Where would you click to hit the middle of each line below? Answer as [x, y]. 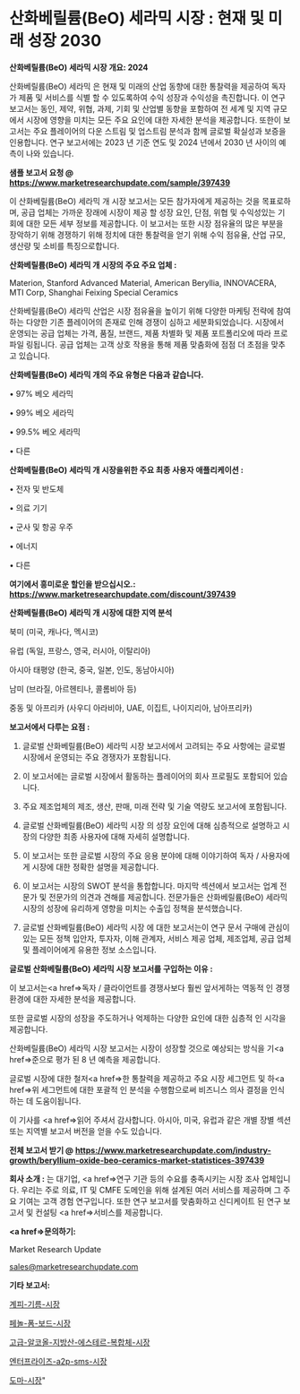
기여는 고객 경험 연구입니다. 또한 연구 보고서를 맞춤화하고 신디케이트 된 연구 [150, 1200]
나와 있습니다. [50, 153]
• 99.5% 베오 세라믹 [45, 432]
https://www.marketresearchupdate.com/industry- [173, 1150]
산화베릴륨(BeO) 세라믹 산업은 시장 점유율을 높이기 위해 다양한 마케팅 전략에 [142, 311]
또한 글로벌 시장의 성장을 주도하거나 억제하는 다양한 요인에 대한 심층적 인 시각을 [148, 1018]
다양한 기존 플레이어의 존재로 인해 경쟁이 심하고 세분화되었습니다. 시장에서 [155, 322]
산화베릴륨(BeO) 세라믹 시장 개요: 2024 [79, 67]
